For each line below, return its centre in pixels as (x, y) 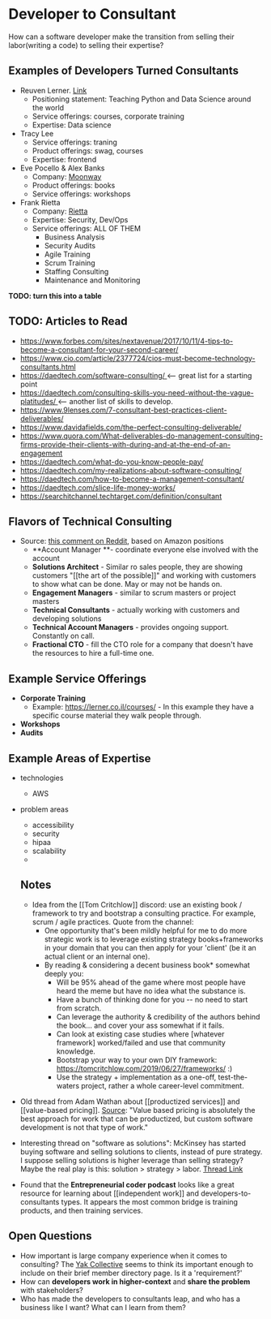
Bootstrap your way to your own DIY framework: (137, 1059)
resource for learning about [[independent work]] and (110, 1193)
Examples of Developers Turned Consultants (123, 71)
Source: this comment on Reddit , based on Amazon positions (122, 541)
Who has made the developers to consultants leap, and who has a (130, 1299)
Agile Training (67, 254)
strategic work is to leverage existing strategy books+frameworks (154, 939)
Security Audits (70, 245)
